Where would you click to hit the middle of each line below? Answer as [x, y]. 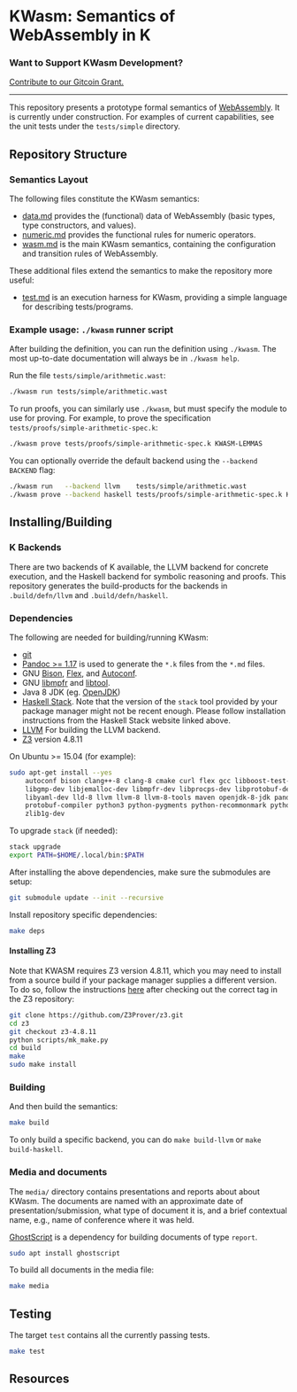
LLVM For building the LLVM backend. [91, 729]
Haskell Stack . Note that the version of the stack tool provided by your [150, 701]
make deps [27, 931]
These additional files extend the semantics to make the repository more [141, 271]
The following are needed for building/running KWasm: [109, 637]
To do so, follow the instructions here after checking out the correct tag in [144, 989]
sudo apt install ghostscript [65, 1253]
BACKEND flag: [32, 470]
